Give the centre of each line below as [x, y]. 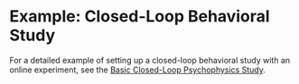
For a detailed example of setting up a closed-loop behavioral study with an [150, 60]
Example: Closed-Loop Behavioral [140, 17]
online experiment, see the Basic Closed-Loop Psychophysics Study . [138, 70]
